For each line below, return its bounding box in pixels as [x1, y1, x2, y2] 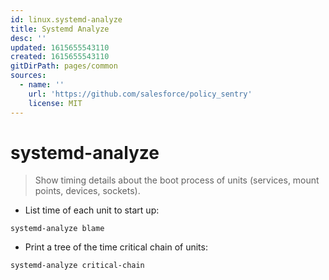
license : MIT [28, 98, 83, 108]
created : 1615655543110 [10, 52, 110, 62]
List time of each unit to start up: [24, 204, 160, 216]
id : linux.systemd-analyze [10, 14, 123, 25]
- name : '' [19, 80, 65, 90]
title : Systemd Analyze [10, 24, 110, 34]
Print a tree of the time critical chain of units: [24, 241, 208, 253]
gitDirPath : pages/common [10, 61, 118, 71]
